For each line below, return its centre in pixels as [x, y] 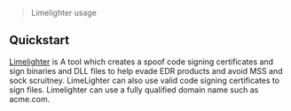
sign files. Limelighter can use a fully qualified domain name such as [134, 89]
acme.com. [30, 99]
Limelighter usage [64, 13]
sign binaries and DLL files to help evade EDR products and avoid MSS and [146, 70]
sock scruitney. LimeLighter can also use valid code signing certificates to [145, 80]
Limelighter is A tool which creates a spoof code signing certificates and [141, 62]
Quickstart [39, 40]
